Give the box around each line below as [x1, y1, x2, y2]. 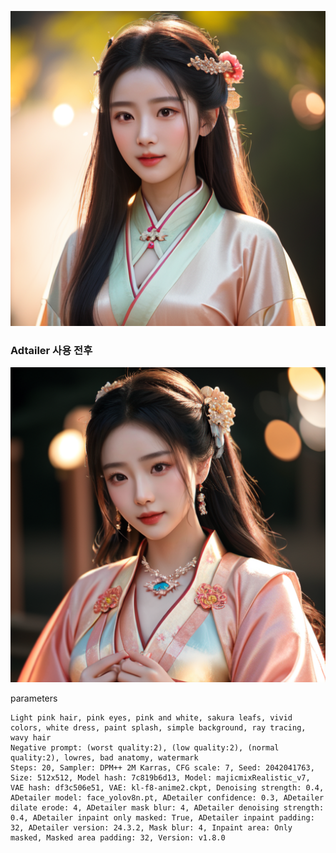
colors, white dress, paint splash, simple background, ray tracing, [10, 723, 307, 733]
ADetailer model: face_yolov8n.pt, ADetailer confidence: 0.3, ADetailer [10, 793, 325, 803]
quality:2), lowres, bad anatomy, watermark [10, 753, 199, 763]
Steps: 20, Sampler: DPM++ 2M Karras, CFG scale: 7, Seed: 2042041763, [10, 763, 315, 773]
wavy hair [10, 733, 52, 743]
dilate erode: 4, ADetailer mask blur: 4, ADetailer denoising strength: [10, 803, 325, 813]
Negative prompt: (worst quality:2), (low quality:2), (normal [10, 743, 280, 753]
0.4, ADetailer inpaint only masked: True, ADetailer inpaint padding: [10, 813, 315, 823]
